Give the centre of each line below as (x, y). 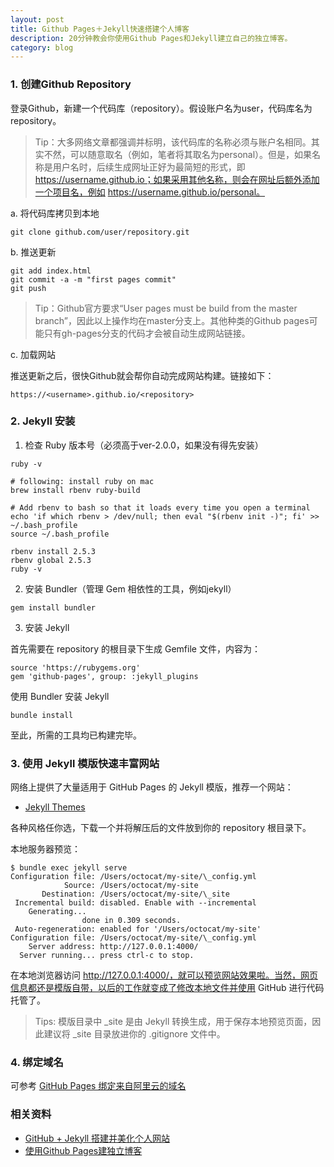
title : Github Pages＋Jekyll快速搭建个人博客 (100, 29)
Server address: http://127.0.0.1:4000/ (113, 947)
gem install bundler (53, 607)
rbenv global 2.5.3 (51, 560)
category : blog (42, 47)
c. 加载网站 (33, 354)
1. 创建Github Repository (71, 84)
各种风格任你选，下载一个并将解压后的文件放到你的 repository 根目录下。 (161, 828)
